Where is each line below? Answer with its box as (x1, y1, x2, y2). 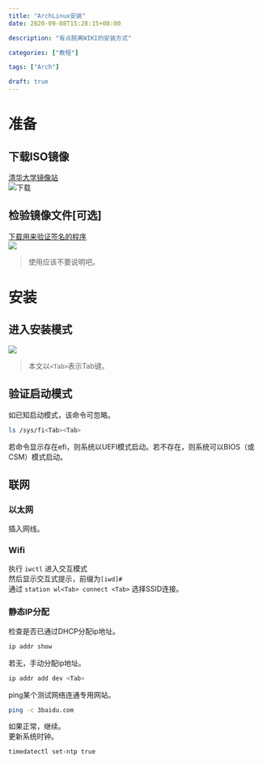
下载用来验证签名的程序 (8, 231, 87, 241)
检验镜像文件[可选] (8, 209, 102, 222)
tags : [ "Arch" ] (8, 63, 60, 71)
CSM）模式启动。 (8, 452, 67, 462)
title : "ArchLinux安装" (8, 11, 87, 20)
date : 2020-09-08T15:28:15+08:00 (8, 19, 121, 27)
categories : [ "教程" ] (8, 49, 79, 57)
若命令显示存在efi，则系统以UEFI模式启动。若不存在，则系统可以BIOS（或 (8, 441, 255, 451)
